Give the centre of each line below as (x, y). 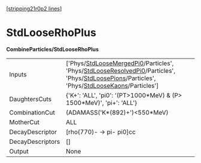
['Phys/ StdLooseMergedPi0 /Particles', (120, 63)
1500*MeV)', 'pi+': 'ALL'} (101, 103)
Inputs (18, 74)
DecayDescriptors (35, 142)
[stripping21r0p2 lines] (34, 9)
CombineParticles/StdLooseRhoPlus (53, 49)
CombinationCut (32, 112)
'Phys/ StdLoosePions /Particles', (111, 78)
